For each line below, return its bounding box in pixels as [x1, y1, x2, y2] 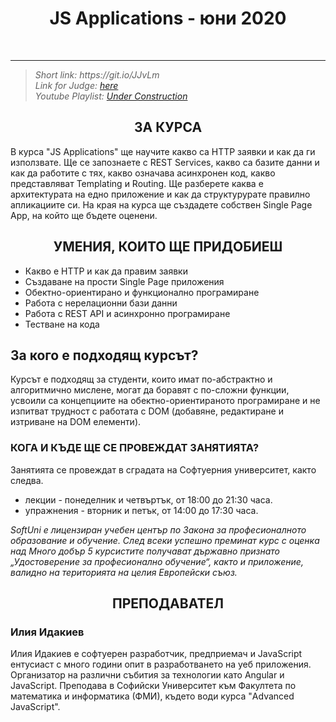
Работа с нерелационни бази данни [24, 297, 178, 309]
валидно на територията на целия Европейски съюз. [10, 566, 238, 578]
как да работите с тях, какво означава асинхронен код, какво [10, 167, 276, 179]
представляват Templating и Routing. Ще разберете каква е [10, 177, 264, 189]
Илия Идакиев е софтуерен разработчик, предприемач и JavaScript [10, 648, 303, 660]
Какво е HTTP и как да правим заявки [24, 265, 188, 277]
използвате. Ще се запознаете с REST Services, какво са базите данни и [10, 156, 320, 168]
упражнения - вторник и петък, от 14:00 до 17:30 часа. [24, 504, 259, 516]
